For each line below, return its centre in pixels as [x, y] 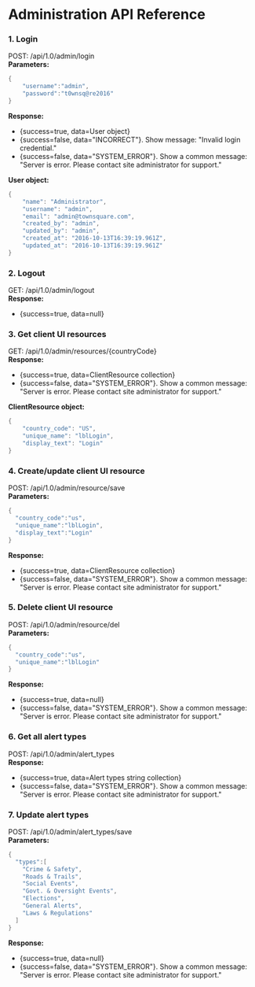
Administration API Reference [107, 15]
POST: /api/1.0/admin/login [51, 56]
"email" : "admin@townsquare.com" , [78, 216]
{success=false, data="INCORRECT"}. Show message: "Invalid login [130, 139]
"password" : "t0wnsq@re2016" [68, 94]
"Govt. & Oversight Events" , [70, 891]
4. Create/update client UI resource [76, 471]
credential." [38, 148]
